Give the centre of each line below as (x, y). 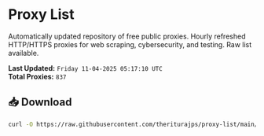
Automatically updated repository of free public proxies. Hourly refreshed (127, 36)
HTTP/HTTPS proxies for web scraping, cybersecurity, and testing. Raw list (130, 44)
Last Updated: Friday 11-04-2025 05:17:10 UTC (85, 68)
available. (24, 53)
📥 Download (40, 103)
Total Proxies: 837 (37, 76)
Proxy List (41, 15)
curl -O (21, 124)
